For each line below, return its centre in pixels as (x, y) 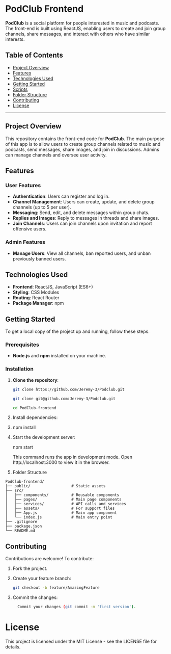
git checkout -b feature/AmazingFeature (56, 588)
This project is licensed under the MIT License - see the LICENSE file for (81, 641)
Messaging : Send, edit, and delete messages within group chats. (81, 213)
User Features (23, 185)
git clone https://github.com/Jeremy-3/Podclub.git (68, 389)
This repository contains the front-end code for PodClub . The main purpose (85, 139)
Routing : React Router (36, 298)
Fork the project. (30, 568)
